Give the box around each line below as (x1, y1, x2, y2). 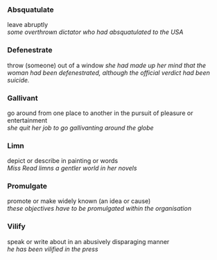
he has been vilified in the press (7, 245, 98, 253)
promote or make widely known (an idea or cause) (7, 197, 151, 205)
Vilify (7, 222, 26, 232)
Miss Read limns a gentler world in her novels (7, 164, 137, 173)
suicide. (7, 76, 30, 84)
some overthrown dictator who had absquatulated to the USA (7, 28, 184, 36)
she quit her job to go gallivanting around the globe (7, 123, 154, 132)
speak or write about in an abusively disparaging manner (7, 237, 170, 245)
